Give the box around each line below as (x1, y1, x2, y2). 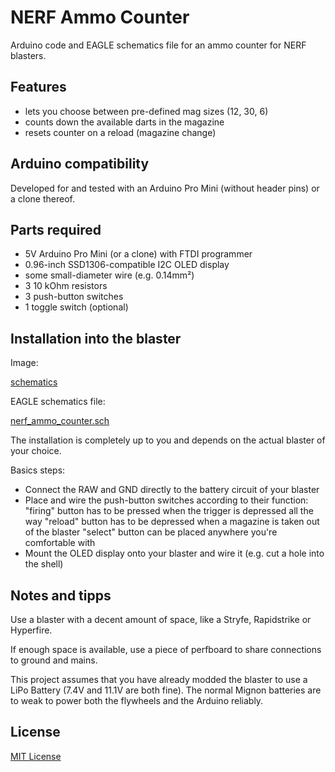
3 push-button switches (24, 291, 124, 303)
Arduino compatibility (10, 156, 150, 173)
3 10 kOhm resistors (24, 280, 108, 292)
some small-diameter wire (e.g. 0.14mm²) (24, 269, 195, 281)
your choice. (10, 445, 62, 457)
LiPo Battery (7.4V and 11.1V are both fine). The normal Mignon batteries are (10, 684, 322, 696)
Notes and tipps (10, 587, 112, 604)
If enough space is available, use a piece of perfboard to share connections (10, 644, 322, 655)
